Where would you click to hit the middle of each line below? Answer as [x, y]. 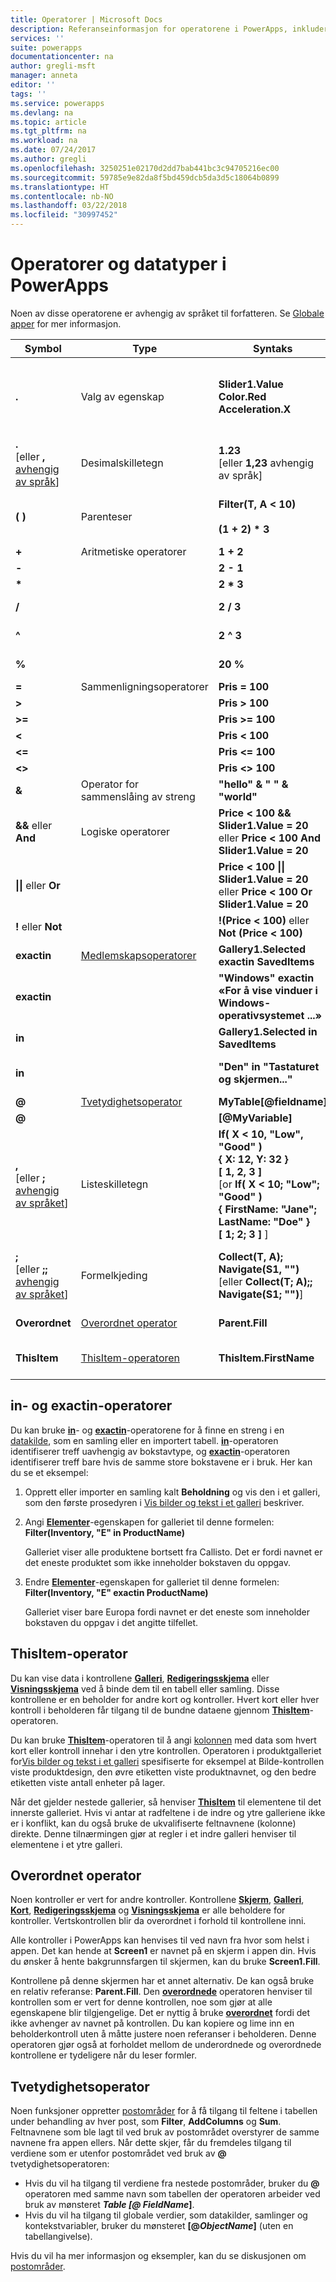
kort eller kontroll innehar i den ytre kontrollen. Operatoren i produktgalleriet [166, 1750]
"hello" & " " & [253, 784]
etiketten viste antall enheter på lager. [88, 1782]
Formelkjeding [114, 1275]
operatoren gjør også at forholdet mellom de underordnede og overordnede [166, 2045]
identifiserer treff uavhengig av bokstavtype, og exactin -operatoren [150, 1451]
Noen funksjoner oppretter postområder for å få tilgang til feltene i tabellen [164, 2111]
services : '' [37, 38]
